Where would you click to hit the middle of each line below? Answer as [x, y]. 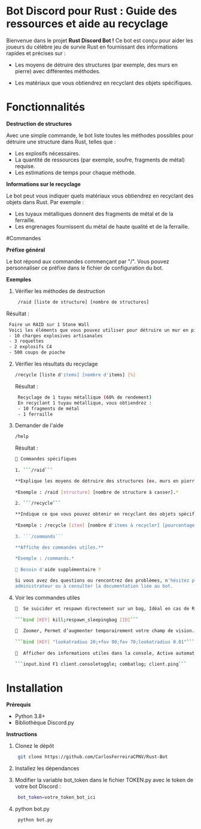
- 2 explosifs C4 [30, 347]
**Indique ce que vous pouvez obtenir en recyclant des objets [95, 514]
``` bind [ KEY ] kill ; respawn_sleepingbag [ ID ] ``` [77, 619]
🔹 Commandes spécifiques [46, 459]
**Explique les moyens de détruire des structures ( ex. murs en [97, 481]
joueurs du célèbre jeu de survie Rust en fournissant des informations [92, 47]
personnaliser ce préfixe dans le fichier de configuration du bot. [85, 268]
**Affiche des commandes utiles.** [59, 547]
